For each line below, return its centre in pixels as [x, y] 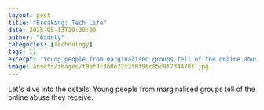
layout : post [29, 15]
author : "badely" [37, 37]
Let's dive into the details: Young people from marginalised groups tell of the [132, 89]
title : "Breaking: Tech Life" [58, 23]
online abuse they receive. [51, 97]
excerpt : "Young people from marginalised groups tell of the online [125, 60]
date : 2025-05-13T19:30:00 [52, 30]
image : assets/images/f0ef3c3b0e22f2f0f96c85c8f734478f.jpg [109, 67]
